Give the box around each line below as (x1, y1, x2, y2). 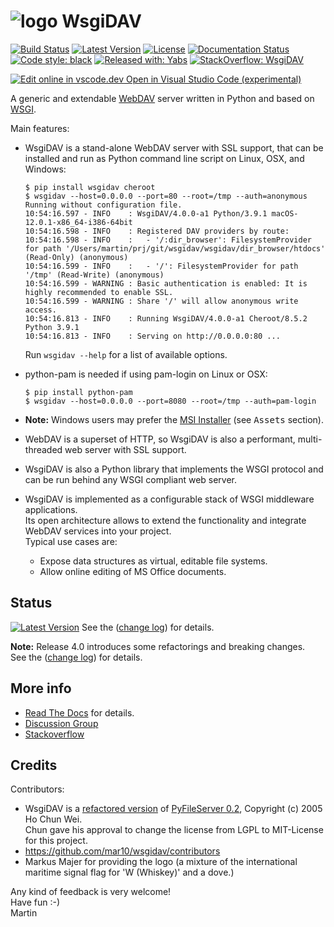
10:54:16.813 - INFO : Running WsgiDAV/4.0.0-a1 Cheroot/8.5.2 (24, 313, 308, 324)
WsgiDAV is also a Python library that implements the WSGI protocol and (24, 463, 324, 475)
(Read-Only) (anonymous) (24, 252, 129, 262)
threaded (24, 443, 63, 455)
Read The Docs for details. (24, 706, 135, 719)
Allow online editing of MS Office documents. (39, 565, 227, 577)
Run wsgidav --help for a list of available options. (24, 348, 228, 360)
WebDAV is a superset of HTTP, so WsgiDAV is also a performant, (24, 433, 296, 445)
